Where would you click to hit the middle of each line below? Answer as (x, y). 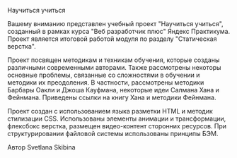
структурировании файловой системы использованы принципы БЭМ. (113, 134)
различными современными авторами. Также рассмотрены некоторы (114, 67)
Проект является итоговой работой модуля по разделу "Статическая (112, 39)
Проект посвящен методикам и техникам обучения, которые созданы (114, 60)
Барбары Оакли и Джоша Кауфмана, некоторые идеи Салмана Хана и (113, 90)
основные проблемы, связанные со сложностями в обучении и (104, 75)
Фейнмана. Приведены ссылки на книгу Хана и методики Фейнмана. (112, 97)
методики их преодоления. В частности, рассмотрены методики (106, 83)
